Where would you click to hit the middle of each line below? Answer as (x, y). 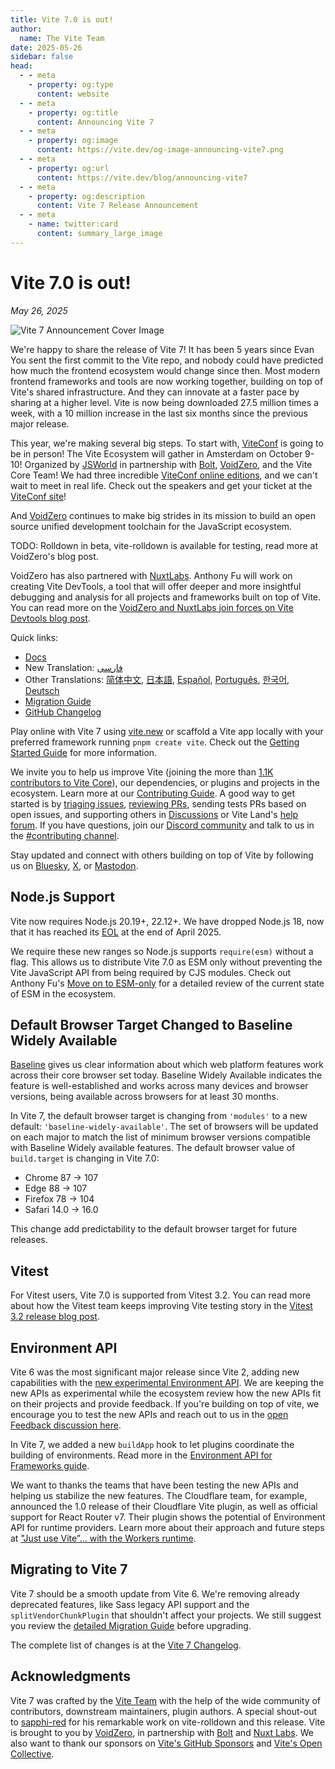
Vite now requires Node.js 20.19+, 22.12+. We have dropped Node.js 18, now (167, 921)
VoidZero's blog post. (54, 556)
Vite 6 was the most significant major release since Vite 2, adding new (155, 1372)
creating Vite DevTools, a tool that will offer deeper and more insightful (156, 586)
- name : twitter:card (73, 224)
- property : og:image (73, 141)
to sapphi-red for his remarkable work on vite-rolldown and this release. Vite (168, 1722)
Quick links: (34, 637)
